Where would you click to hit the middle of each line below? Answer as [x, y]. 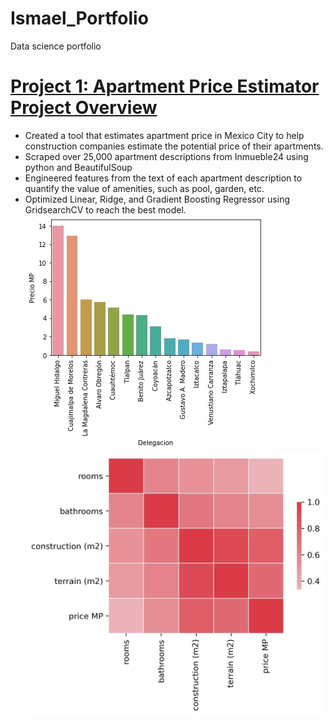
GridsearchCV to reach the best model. [105, 209]
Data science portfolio [56, 46]
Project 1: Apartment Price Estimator [165, 86]
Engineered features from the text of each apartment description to [163, 178]
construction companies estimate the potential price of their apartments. [174, 146]
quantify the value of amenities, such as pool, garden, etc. [144, 188]
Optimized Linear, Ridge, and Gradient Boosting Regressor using [157, 199]
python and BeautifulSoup [78, 167]
